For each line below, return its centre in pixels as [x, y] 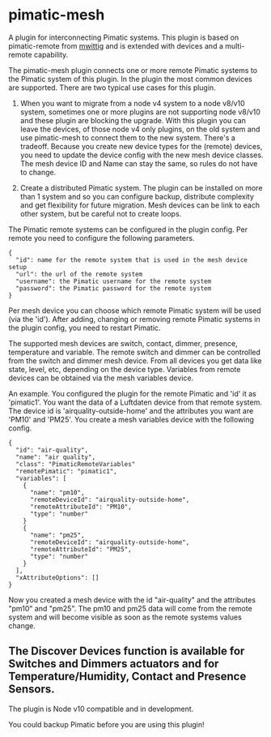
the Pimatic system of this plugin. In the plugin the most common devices [130, 79]
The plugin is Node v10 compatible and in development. [101, 709]
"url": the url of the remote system [79, 274]
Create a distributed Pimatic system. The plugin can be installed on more [141, 187]
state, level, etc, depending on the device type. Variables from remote [125, 369]
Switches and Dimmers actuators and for [114, 664]
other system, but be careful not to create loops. [101, 213]
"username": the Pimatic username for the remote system [114, 281]
